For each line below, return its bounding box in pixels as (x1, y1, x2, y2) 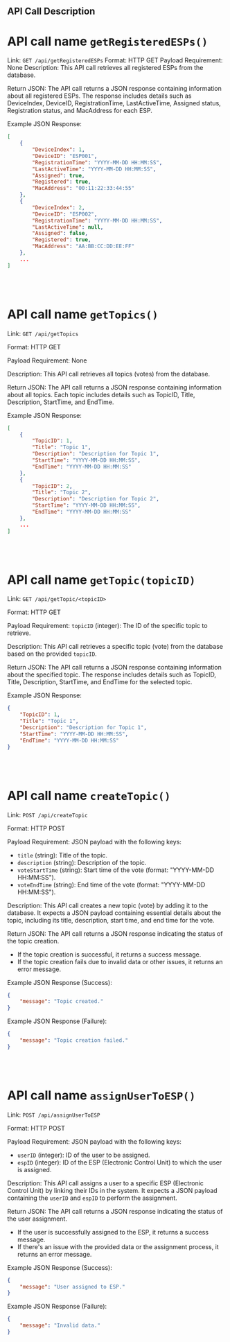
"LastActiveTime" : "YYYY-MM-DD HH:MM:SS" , (32, 166, 157, 173)
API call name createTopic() (7, 787, 171, 803)
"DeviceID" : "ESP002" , (32, 211, 98, 218)
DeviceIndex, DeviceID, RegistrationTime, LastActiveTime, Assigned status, (7, 99, 222, 107)
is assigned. (17, 1165, 52, 1174)
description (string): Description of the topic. (17, 858, 147, 866)
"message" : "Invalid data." (19, 1322, 100, 1330)
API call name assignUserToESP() (7, 1088, 196, 1103)
